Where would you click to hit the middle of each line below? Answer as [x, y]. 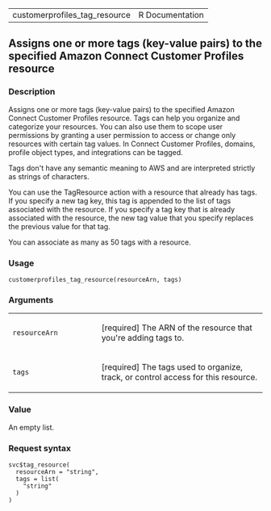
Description [32, 92]
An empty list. [31, 427]
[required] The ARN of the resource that [177, 328]
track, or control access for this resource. [179, 377]
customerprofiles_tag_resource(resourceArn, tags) [95, 279]
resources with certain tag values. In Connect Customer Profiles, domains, [132, 144]
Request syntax [40, 448]
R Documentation [171, 15]
